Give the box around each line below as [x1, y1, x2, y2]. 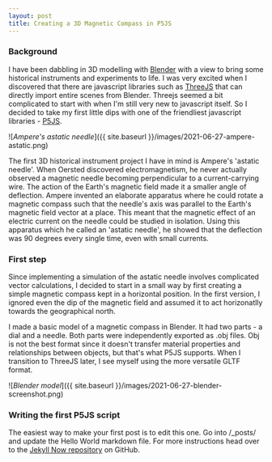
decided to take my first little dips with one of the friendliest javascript [8, 107, 241, 117]
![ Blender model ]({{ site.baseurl [8, 381, 114, 391]
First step [8, 253, 47, 265]
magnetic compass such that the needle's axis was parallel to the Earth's [8, 199, 252, 209]
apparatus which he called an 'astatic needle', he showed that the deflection [8, 224, 263, 235]
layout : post [8, 11, 53, 20]
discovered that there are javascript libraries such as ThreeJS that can [8, 82, 243, 91]
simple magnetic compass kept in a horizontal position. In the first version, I [8, 289, 261, 299]
